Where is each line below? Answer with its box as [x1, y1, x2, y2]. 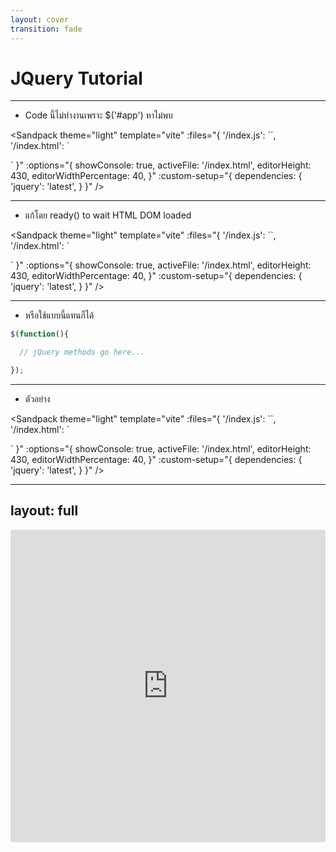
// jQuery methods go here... [19, 347, 145, 358]
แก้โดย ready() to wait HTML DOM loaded [24, 209, 192, 221]
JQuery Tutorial [10, 67, 143, 90]
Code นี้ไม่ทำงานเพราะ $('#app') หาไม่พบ [24, 109, 173, 121]
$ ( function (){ [10, 329, 70, 340]
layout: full [10, 502, 79, 520]
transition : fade [10, 24, 83, 34]
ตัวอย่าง [24, 393, 51, 405]
